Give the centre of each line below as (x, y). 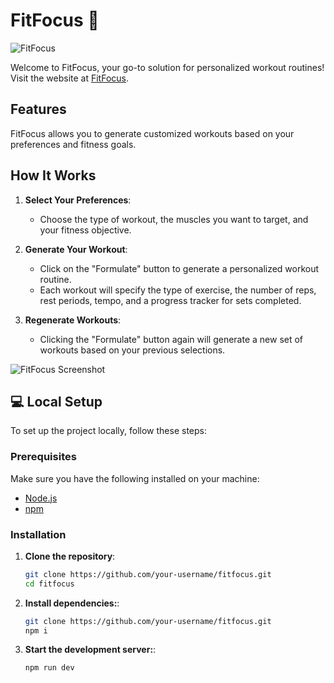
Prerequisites (43, 457)
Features (38, 109)
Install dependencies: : (72, 603)
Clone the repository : (70, 556)
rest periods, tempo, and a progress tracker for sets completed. (170, 300)
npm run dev (49, 668)
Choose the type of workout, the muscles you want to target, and (174, 219)
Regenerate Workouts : (73, 320)
